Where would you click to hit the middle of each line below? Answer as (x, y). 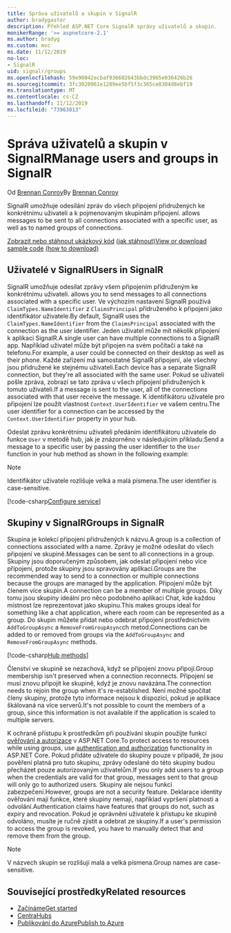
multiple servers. (31, 720)
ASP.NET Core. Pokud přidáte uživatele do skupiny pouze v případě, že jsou (115, 755)
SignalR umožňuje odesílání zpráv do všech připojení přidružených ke (106, 205)
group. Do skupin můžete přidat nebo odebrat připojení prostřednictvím (109, 620)
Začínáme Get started (47, 908)
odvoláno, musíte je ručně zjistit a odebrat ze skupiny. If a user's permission (114, 821)
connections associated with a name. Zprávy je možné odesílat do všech (110, 547)
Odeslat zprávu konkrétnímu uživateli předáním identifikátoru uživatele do (112, 432)
